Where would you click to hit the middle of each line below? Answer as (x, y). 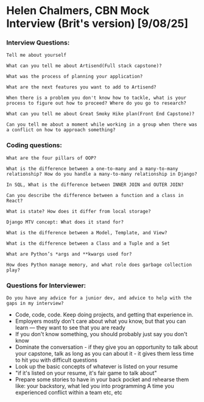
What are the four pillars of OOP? (51, 158)
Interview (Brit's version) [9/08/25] (97, 23)
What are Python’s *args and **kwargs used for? (69, 254)
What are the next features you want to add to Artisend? (81, 87)
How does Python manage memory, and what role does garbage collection (99, 265)
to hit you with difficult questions (56, 360)
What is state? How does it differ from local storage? (79, 211)
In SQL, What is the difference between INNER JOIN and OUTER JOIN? (95, 185)
